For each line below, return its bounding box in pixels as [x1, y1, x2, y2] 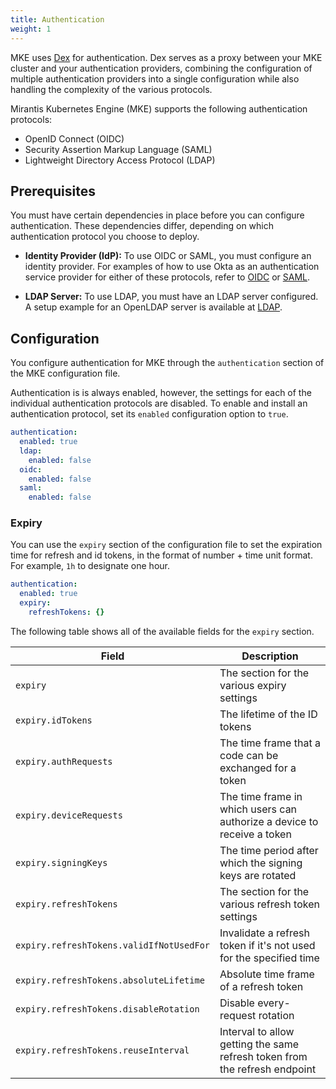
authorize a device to [219, 814, 319, 828]
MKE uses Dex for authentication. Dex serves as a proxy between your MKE [10, 51, 323, 63]
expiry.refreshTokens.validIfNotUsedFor [15, 939, 210, 951]
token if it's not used [219, 938, 316, 952]
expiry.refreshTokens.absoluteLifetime [15, 974, 205, 986]
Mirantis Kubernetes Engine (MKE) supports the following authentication [10, 102, 308, 115]
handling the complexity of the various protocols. [10, 83, 213, 95]
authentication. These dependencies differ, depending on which [10, 220, 274, 232]
